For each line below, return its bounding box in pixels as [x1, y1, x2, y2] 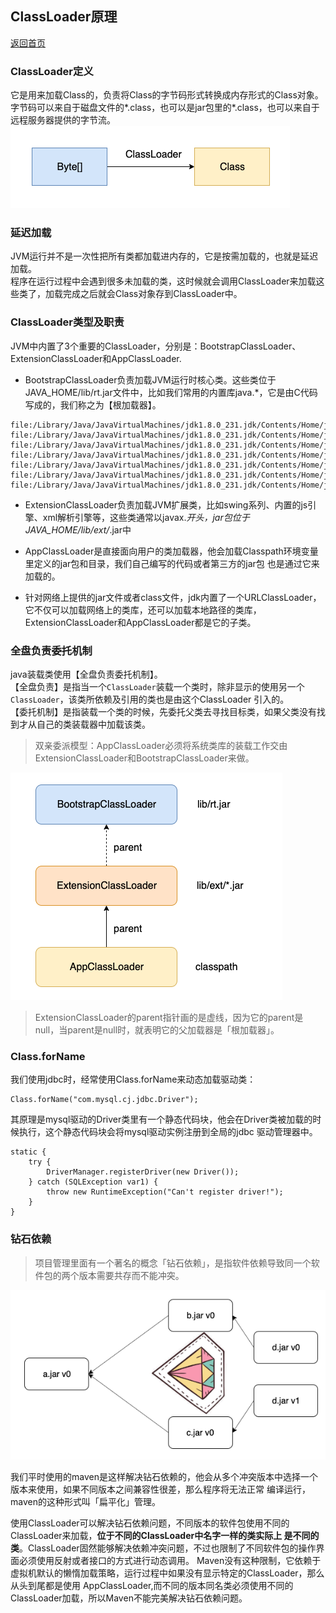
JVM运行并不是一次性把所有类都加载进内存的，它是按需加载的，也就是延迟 [10, 250, 319, 262]
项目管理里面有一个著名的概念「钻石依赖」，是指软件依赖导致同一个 [34, 1257, 312, 1269]
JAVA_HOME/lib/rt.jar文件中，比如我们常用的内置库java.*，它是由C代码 [24, 386, 318, 398]
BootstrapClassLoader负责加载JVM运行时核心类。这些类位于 [24, 373, 277, 386]
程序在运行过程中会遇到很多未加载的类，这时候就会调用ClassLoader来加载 [10, 275, 317, 287]
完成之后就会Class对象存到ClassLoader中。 [62, 288, 243, 300]
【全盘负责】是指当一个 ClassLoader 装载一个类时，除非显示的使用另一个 [10, 681, 305, 692]
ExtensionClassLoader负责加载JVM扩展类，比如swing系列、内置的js [24, 498, 308, 511]
